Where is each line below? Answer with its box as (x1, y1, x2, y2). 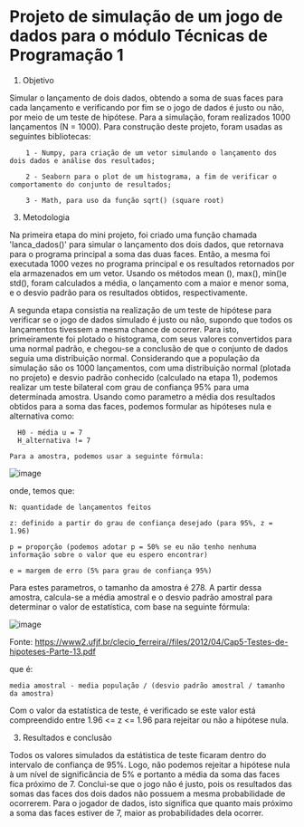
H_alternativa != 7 (17, 436, 91, 445)
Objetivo (22, 74, 54, 85)
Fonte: (9, 636, 33, 647)
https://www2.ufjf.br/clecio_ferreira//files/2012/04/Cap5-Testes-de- (34, 636, 289, 647)
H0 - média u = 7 (17, 428, 83, 437)
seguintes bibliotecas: (9, 130, 91, 141)
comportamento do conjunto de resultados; (9, 179, 172, 189)
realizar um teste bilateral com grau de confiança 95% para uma (9, 381, 250, 392)
